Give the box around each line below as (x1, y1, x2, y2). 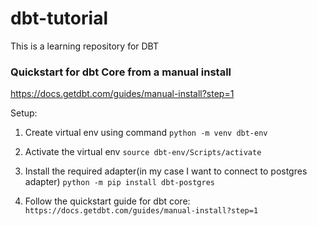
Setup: (10, 107, 38, 119)
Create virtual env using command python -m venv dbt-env (24, 127, 268, 139)
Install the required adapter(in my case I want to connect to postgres (24, 165, 308, 177)
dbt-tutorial (10, 7, 108, 30)
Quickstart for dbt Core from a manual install (10, 65, 232, 79)
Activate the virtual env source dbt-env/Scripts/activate (24, 146, 262, 158)
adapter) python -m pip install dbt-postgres (24, 176, 215, 188)
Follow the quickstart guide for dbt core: (24, 195, 191, 207)
